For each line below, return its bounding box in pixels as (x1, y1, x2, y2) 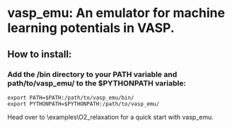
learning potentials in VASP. (7, 20, 175, 36)
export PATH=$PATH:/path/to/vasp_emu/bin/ (7, 94, 134, 101)
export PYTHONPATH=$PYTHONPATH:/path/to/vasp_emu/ (7, 100, 160, 107)
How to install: (7, 48, 72, 60)
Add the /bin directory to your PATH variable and (7, 69, 178, 79)
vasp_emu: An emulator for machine (7, 5, 225, 21)
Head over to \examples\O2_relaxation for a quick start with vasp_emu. (7, 112, 214, 121)
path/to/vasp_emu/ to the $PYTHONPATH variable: (7, 78, 186, 88)
